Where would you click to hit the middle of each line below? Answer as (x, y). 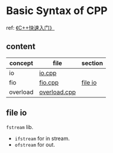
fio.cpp (49, 82)
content (21, 47)
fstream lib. (20, 127)
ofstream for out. (35, 144)
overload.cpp (57, 92)
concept (21, 63)
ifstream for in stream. (42, 138)
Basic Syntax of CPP (57, 11)
